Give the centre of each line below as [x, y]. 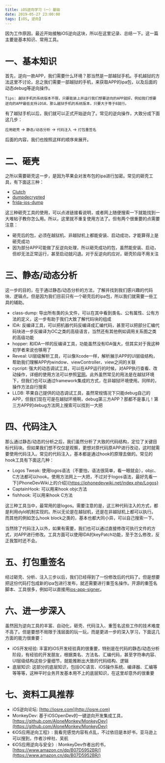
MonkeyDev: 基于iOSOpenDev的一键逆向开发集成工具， [69, 715]
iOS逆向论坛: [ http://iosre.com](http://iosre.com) [61, 709]
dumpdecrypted [28, 197]
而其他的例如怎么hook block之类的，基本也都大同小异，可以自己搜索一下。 [81, 518]
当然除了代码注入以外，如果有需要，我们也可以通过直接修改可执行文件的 [78, 529]
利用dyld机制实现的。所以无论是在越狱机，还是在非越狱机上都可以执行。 [82, 512]
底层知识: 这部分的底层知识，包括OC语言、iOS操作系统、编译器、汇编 [82, 667]
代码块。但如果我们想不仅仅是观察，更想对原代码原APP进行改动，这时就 [82, 448]
